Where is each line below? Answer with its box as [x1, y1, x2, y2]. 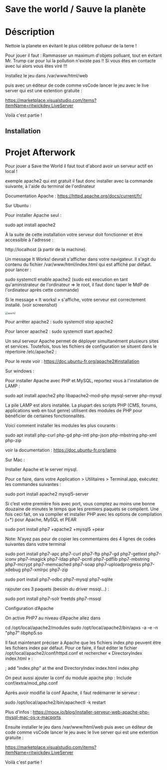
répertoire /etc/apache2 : [5, 349, 57, 355]
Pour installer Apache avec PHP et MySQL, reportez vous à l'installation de [5, 378, 159, 384]
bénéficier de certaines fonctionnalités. [5, 413, 86, 419]
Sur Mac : [5, 457, 25, 463]
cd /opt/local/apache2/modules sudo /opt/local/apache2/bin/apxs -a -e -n [5, 624, 158, 631]
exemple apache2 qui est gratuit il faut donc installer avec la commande [5, 178, 153, 184]
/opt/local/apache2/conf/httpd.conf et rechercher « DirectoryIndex [5, 650, 143, 656]
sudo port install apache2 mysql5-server [5, 491, 89, 497]
